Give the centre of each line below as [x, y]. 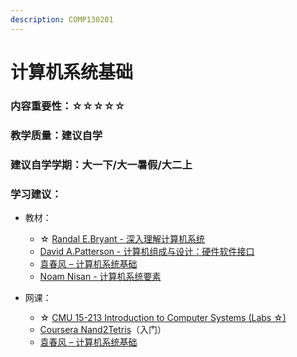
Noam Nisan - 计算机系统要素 [100, 276]
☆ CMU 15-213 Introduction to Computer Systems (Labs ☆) [163, 317]
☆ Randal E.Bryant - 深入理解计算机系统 [122, 238]
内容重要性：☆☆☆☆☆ [68, 106]
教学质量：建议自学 [56, 135]
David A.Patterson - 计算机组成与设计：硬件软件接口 [147, 251]
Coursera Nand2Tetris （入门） [103, 329]
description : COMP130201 [62, 19]
